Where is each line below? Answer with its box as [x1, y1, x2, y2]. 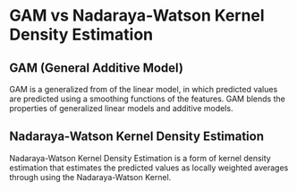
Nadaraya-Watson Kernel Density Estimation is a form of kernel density [9, 152, 271, 163]
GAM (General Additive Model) [9, 60, 183, 75]
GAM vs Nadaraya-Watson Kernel [9, 5, 266, 26]
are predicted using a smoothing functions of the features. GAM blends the [9, 93, 286, 104]
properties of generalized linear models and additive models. [9, 103, 233, 113]
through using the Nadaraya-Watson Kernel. [9, 171, 172, 182]
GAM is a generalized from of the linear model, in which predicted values [9, 84, 278, 94]
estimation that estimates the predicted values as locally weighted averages [9, 162, 289, 173]
